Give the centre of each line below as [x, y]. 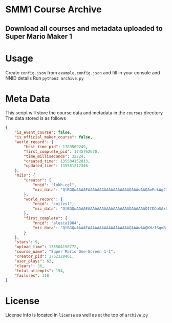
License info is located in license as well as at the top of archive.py [77, 315]
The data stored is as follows [36, 118]
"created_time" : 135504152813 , [57, 161]
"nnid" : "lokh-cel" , [55, 185]
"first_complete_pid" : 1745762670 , [62, 152]
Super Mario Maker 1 [39, 36]
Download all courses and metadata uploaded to [84, 28]
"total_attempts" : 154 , [40, 271]
